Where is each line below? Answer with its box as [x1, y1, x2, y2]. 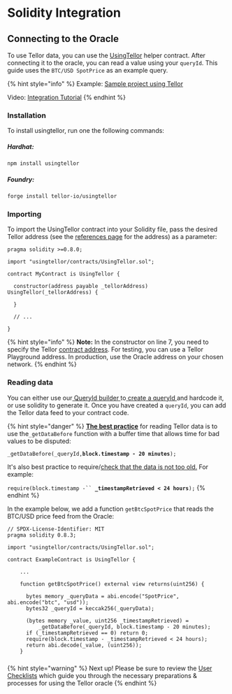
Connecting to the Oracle [7, 33, 119, 45]
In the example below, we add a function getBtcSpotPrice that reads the [7, 505, 215, 513]
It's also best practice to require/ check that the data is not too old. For [7, 463, 208, 471]
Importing [7, 209, 42, 219]
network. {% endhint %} [7, 360, 77, 368]
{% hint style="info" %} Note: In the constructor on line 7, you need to [7, 338, 209, 347]
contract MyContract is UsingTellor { [7, 270, 120, 277]
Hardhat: [7, 142, 34, 151]
